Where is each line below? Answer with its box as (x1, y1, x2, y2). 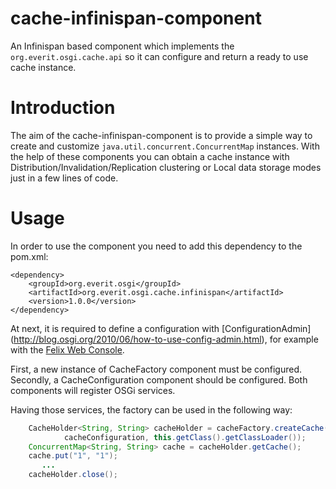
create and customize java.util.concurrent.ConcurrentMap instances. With (10, 140, 320, 152)
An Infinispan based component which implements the (10, 40, 235, 52)
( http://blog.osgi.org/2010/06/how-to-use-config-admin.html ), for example (10, 333, 319, 345)
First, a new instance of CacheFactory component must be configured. (10, 363, 302, 375)
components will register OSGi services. (10, 384, 176, 396)
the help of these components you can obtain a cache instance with (10, 150, 290, 162)
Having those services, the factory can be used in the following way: (10, 403, 293, 416)
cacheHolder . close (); (28, 470, 118, 480)
